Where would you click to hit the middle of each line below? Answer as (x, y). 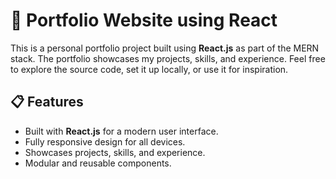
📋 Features (47, 102)
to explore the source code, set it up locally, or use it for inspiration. (149, 69)
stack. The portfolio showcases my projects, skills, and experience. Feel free (168, 58)
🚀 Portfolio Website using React (144, 20)
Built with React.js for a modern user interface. (121, 131)
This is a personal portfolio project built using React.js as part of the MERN (165, 48)
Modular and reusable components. (98, 163)
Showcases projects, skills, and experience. (115, 152)
